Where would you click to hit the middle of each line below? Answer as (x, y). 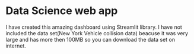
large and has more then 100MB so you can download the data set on (90, 39)
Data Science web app (62, 11)
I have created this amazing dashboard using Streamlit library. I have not (94, 27)
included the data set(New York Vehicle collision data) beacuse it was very (97, 33)
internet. (16, 46)
